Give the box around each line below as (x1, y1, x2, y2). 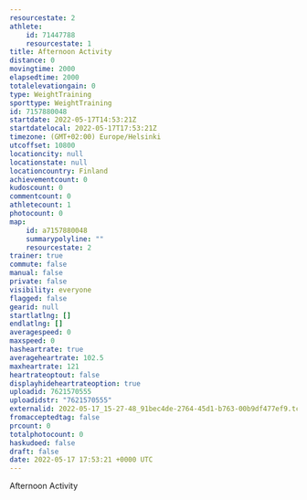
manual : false (9, 269, 64, 278)
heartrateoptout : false (9, 370, 101, 379)
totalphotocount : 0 (9, 430, 84, 439)
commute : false (9, 260, 68, 270)
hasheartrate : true (9, 345, 84, 354)
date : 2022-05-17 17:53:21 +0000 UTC (9, 455, 153, 464)
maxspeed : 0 (9, 336, 55, 346)
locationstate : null (9, 157, 89, 167)
